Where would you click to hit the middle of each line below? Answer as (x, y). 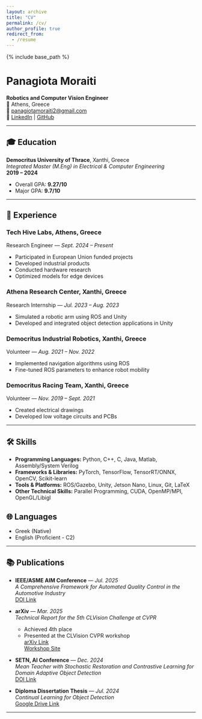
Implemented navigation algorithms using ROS (72, 363)
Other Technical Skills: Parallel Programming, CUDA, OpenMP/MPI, (99, 492)
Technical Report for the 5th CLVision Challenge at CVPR (86, 617)
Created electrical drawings (49, 410)
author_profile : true (33, 29)
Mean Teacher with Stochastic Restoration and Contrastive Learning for (104, 666)
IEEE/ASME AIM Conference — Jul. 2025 (66, 580)
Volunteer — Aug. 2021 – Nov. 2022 (50, 352)
